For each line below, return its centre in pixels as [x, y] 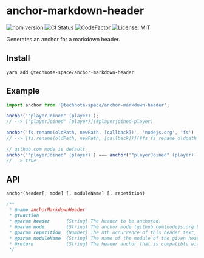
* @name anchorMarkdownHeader [47, 210]
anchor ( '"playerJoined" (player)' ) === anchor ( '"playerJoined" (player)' [102, 155]
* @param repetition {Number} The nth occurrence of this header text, [103, 232]
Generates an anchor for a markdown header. [63, 39]
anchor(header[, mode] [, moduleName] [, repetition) [76, 193]
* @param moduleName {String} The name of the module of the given [97, 238]
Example [23, 91]
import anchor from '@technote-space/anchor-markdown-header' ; [88, 105]
